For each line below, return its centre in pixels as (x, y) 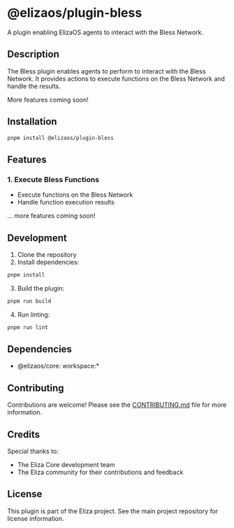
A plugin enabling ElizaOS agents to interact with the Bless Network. (105, 32)
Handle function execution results (66, 202)
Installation (32, 121)
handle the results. (34, 86)
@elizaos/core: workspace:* (58, 366)
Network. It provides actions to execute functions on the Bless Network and (116, 78)
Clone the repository (47, 254)
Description (33, 54)
